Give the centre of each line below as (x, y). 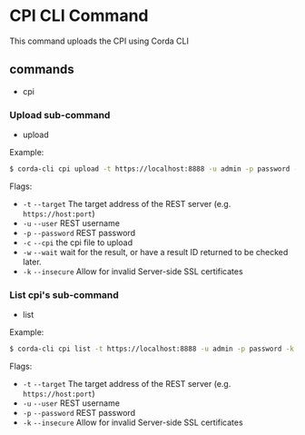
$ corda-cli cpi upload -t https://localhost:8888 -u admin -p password (150, 169)
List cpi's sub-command (64, 294)
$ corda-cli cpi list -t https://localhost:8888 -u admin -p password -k (152, 349)
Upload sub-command (60, 114)
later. (32, 262)
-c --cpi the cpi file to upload (78, 242)
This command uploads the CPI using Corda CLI (99, 41)
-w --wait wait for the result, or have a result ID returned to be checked (155, 252)
